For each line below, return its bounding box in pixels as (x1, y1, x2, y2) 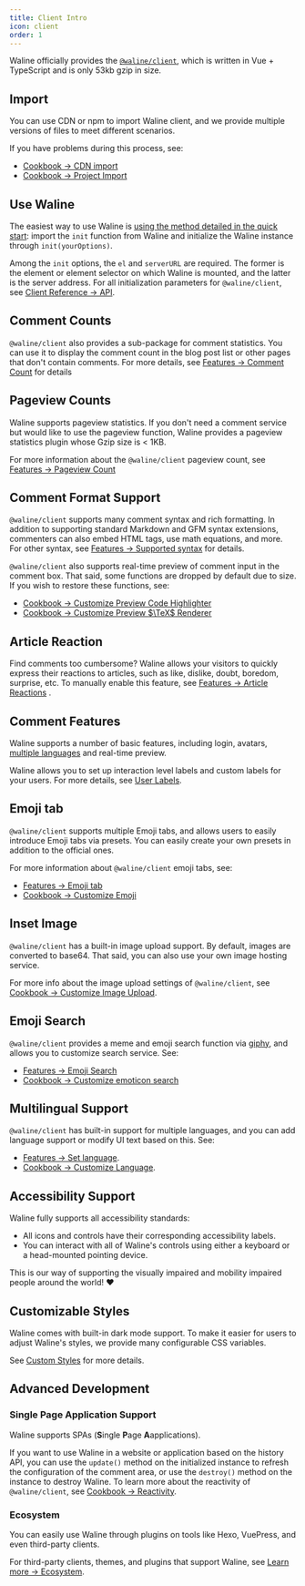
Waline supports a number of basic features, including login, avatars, (9, 738, 268, 749)
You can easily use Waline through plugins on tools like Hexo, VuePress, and (9, 1529, 296, 1540)
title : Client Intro (9, 13, 88, 23)
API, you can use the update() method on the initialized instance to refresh (9, 1457, 290, 1468)
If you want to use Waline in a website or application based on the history (9, 1447, 284, 1458)
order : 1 (9, 30, 43, 39)
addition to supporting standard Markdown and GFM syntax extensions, (9, 524, 280, 535)
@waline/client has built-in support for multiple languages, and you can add (9, 1125, 296, 1136)
